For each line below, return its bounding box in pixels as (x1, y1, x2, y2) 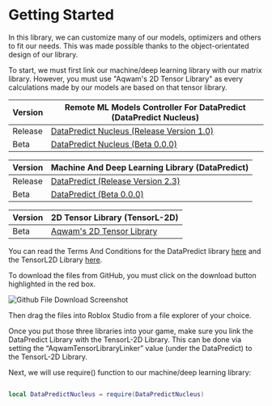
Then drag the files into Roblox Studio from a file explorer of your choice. (8, 310, 252, 320)
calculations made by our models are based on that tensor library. (8, 82, 228, 92)
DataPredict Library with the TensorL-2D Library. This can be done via (8, 334, 242, 345)
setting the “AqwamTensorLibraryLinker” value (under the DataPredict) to (8, 343, 253, 353)
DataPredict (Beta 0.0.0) (51, 188, 144, 200)
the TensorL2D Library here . (8, 255, 103, 264)
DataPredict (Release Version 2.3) (51, 176, 181, 187)
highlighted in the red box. (8, 279, 96, 289)
